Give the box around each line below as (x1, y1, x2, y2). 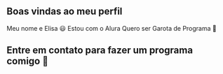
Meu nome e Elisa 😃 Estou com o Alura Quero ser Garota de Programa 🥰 (6, 24, 217, 32)
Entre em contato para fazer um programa (6, 45, 194, 57)
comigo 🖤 (6, 55, 48, 67)
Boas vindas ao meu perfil (6, 6, 123, 17)
